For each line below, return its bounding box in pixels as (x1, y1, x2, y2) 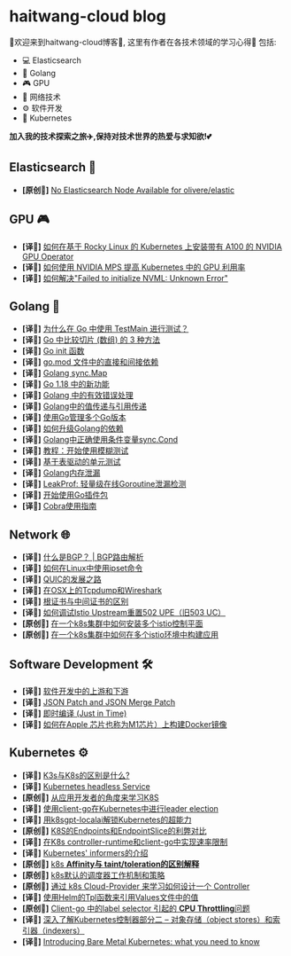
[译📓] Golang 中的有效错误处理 (21, 390, 134, 401)
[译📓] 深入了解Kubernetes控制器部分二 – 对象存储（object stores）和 (21, 913, 273, 924)
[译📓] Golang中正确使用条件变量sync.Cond (21, 435, 179, 445)
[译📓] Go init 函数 (21, 346, 85, 357)
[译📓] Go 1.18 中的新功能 (21, 379, 111, 389)
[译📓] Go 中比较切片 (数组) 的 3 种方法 (21, 334, 161, 345)
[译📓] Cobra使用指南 (21, 501, 97, 512)
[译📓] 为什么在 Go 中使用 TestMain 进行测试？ (21, 324, 189, 334)
